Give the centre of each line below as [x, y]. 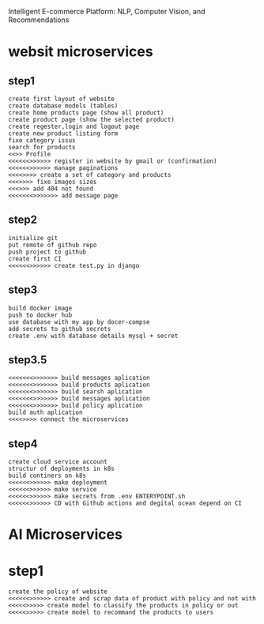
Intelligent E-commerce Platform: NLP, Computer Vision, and [107, 11]
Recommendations [39, 20]
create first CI [35, 259]
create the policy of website [58, 592]
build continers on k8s [47, 476]
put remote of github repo [53, 245]
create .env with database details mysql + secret [93, 336]
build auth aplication [45, 413]
